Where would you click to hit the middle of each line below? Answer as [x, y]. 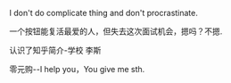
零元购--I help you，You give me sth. [77, 69]
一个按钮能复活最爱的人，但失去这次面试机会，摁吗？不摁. [116, 31]
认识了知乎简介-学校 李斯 [55, 50]
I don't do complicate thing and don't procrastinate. [104, 13]
